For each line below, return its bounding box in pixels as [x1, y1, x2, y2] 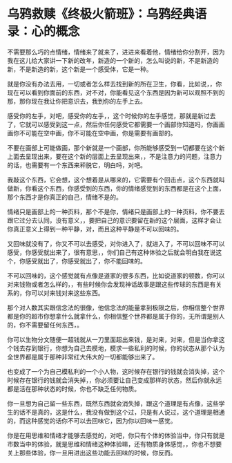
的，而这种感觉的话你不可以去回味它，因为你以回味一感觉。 [7, 416, 177, 425]
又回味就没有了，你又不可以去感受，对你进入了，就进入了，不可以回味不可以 [7, 239, 225, 247]
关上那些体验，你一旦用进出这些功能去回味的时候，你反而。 [7, 448, 177, 457]
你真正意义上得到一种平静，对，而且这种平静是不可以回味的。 [7, 225, 183, 233]
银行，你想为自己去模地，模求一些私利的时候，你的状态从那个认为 [37, 343, 225, 352]
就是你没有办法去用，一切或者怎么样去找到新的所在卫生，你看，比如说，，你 [7, 79, 222, 88]
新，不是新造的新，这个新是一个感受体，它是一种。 [7, 65, 153, 73]
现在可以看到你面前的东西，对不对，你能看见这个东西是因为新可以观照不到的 [7, 88, 225, 97]
